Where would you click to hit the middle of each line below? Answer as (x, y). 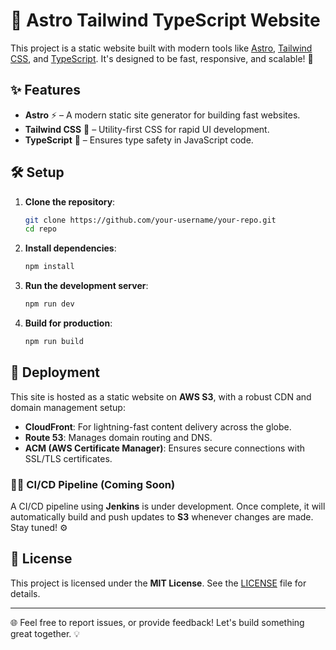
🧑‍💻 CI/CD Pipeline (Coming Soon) (93, 484)
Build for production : (68, 323)
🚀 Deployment (55, 372)
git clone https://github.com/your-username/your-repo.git (150, 220)
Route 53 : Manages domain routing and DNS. (118, 437)
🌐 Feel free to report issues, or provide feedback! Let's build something (157, 622)
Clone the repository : (70, 201)
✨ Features (45, 90)
